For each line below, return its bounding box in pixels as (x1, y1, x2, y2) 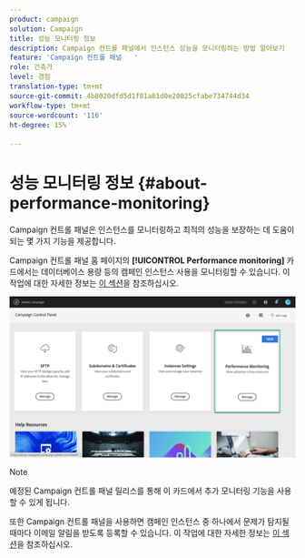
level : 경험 (9, 73, 52, 82)
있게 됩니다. (28, 496, 71, 507)
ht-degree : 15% (9, 120, 67, 129)
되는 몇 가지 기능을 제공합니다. (9, 236, 116, 247)
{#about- (137, 173, 208, 194)
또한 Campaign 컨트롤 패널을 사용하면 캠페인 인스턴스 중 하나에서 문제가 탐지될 (9, 515, 290, 527)
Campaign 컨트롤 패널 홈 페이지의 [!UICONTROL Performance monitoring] (9, 255, 285, 266)
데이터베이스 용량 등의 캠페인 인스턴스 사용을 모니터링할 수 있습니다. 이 (40, 267, 290, 278)
